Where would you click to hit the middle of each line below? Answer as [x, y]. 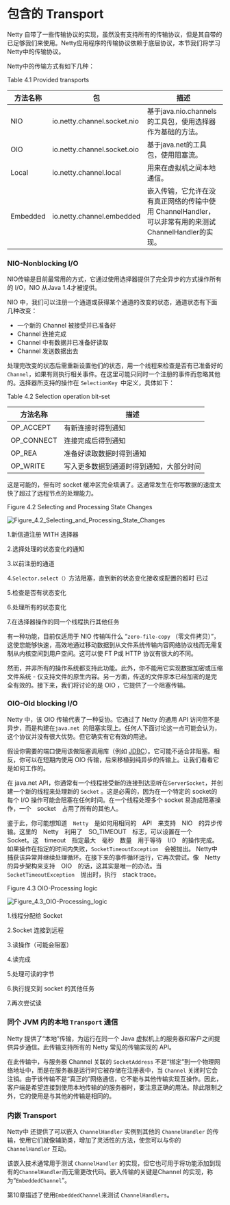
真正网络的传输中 [181, 201]
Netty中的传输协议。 [36, 51]
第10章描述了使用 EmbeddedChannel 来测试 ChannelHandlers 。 [90, 1195]
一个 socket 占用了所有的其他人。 [70, 808]
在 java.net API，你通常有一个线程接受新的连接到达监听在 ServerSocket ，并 [112, 783]
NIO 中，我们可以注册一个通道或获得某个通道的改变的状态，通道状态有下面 [112, 302]
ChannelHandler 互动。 [39, 1149]
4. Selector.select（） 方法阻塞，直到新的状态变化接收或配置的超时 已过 [108, 578]
